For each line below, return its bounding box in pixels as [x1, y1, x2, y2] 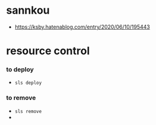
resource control [6, 44, 90, 58]
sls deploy [14, 80, 42, 86]
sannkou [6, 4, 50, 17]
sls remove [14, 108, 42, 114]
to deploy [6, 65, 34, 74]
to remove [6, 93, 36, 102]
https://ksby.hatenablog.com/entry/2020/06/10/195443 [14, 23, 150, 30]
